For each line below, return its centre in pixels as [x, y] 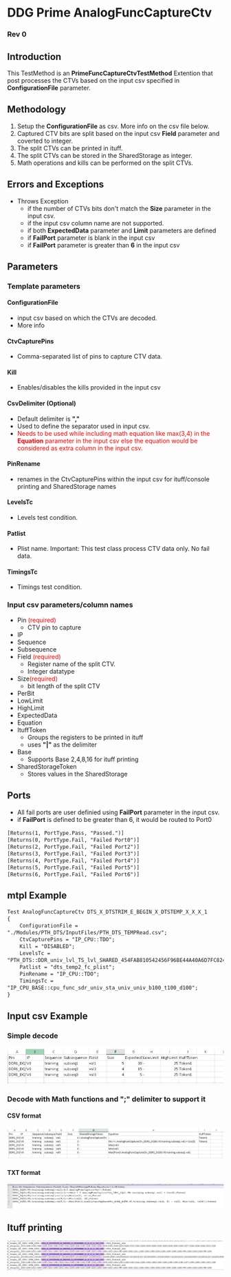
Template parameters [44, 286]
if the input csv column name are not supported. [96, 223]
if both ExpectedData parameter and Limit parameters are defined [122, 230]
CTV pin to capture [54, 627]
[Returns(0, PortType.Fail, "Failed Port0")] [73, 840]
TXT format [24, 1172]
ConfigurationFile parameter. [49, 88]
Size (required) [37, 678]
